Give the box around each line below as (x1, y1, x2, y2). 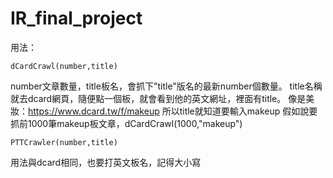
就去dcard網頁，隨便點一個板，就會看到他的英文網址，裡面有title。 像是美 (10, 92, 315, 104)
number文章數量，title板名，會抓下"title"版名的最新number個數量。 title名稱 (10, 80, 323, 92)
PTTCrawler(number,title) (10, 137, 118, 147)
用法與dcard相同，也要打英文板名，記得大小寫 (10, 156, 202, 168)
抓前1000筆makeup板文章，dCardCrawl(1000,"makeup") (10, 117, 243, 129)
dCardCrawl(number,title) (10, 61, 118, 71)
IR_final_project (10, 7, 143, 30)
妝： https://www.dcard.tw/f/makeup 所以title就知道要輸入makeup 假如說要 (10, 105, 318, 117)
